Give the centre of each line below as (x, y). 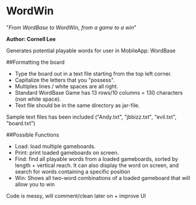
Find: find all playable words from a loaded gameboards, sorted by (97, 159)
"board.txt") (21, 123)
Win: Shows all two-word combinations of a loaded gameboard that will (102, 178)
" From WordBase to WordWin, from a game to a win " (71, 27)
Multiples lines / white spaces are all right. (66, 86)
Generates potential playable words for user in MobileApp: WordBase (91, 50)
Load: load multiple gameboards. (55, 146)
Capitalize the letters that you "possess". (65, 80)
